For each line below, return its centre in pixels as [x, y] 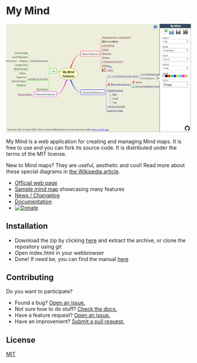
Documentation [33, 201]
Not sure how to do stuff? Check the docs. [66, 309]
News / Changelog [37, 195]
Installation [27, 226]
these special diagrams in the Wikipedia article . [63, 171]
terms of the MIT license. [36, 154]
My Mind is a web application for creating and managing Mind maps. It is [94, 141]
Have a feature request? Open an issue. [62, 315]
